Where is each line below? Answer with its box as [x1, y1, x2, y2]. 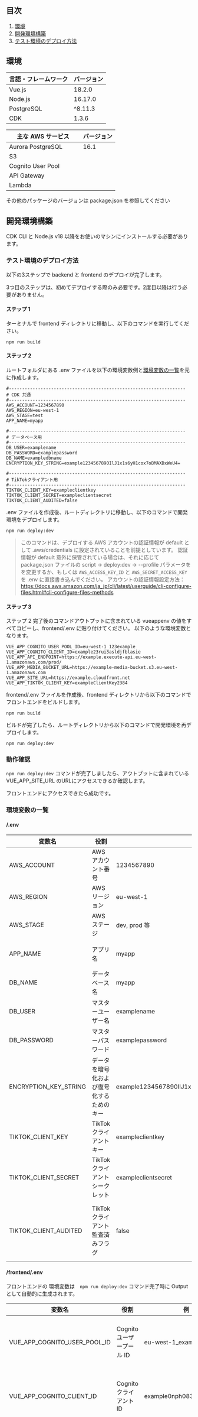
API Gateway [9, 171, 45, 180]
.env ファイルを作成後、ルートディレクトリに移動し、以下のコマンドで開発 [6, 508, 189, 515]
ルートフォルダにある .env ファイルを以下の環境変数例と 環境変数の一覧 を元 [6, 366, 190, 373]
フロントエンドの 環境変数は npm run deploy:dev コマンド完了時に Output [6, 1282, 189, 1289]
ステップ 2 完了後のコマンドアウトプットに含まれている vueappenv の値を [6, 617, 187, 625]
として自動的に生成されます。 [6, 1290, 78, 1297]
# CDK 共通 [6, 392, 31, 398]
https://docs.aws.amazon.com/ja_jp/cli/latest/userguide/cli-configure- [20, 582, 192, 589]
